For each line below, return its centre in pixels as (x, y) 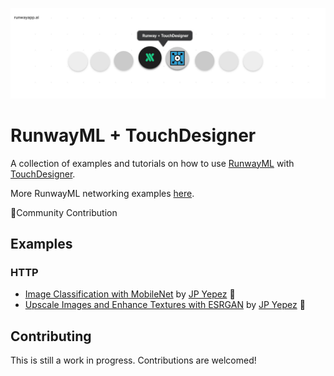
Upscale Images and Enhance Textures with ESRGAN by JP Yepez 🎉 (165, 305)
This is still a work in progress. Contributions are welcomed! (133, 360)
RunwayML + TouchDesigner (133, 135)
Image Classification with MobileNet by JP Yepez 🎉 (130, 294)
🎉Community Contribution (64, 212)
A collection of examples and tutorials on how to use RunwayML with (152, 163)
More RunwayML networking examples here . (102, 193)
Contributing (51, 336)
